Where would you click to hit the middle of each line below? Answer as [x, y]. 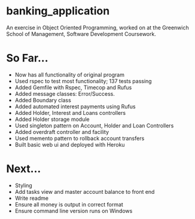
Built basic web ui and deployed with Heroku [70, 144]
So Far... [28, 58]
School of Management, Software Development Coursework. [81, 34]
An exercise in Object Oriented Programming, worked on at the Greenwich [98, 28]
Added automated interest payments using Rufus [75, 107]
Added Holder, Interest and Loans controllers [70, 112]
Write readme [32, 198]
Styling [24, 185]
